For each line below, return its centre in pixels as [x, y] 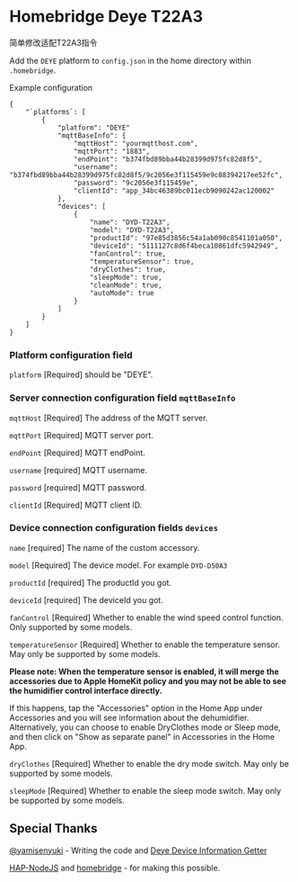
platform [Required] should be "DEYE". [81, 374]
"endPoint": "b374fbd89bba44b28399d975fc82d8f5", [168, 159]
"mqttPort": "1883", [112, 151]
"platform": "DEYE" [93, 128]
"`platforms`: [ [56, 112]
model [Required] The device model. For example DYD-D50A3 [118, 565]
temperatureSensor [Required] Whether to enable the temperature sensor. [145, 644]
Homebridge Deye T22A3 [106, 17]
